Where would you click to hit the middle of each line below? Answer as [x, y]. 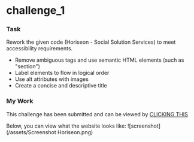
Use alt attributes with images [51, 79]
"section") [28, 67]
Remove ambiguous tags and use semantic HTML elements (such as [99, 60]
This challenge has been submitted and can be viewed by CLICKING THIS [97, 114]
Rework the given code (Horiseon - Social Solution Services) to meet [91, 42]
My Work [20, 101]
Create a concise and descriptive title [61, 86]
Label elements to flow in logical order [62, 73]
